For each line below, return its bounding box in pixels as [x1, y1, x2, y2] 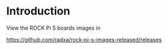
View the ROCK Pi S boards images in [6, 24, 100, 31]
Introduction [6, 4, 71, 18]
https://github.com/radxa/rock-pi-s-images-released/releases [6, 36, 163, 43]
